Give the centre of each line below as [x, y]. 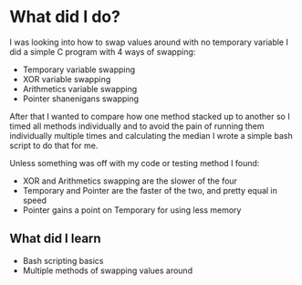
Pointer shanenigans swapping [81, 99]
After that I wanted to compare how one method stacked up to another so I [150, 116]
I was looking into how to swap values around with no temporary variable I [149, 42]
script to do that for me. [54, 145]
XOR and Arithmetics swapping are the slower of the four [130, 181]
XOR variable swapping [67, 79]
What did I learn [56, 239]
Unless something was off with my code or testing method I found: [135, 163]
